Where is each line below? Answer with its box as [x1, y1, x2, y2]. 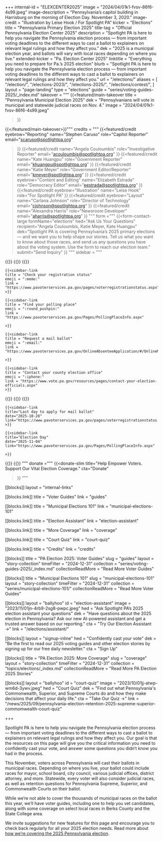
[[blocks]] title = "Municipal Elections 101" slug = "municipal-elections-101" [5, 576, 155, 581]
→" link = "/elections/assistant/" [5, 626, 69, 631]
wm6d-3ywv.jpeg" [5, 685, 42, 691]
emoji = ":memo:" [5, 277, 40, 281]
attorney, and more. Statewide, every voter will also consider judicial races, [5, 775, 155, 781]
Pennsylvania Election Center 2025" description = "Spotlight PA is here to [5, 30, 152, 35]
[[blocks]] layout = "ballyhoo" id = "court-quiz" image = [5, 680, 116, 686]
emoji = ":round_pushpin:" [5, 306, 60, 311]
